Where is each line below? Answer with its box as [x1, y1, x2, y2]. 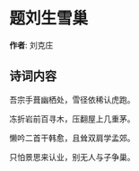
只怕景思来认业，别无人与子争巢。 [9, 151, 135, 162]
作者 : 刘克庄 [9, 40, 54, 50]
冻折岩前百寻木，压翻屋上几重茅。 [9, 113, 135, 124]
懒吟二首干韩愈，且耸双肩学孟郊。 [9, 132, 135, 143]
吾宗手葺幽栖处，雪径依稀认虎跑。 [9, 94, 135, 104]
